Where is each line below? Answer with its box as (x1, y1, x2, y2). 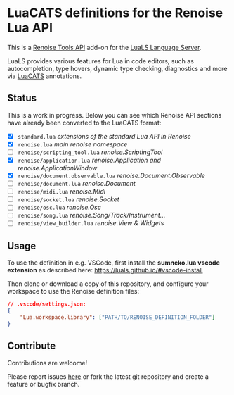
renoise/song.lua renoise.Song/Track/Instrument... (17, 211, 166, 220)
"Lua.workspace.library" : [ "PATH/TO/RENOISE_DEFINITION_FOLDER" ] (20, 314, 216, 321)
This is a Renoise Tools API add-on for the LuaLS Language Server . (7, 43, 202, 51)
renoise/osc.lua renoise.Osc (17, 203, 102, 212)
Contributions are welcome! (7, 358, 88, 367)
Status (7, 92, 37, 104)
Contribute (7, 340, 56, 352)
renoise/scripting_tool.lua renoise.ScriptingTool (17, 148, 163, 156)
